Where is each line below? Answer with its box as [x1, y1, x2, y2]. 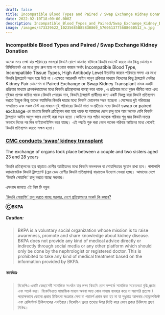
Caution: [5, 215, 24, 221]
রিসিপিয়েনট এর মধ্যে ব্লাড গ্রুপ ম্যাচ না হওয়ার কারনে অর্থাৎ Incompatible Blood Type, [5, 64, 137, 70]
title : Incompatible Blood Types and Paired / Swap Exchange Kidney [5, 12, 148, 17]
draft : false [5, 7, 32, 12]
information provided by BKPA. [17, 258, 80, 265]
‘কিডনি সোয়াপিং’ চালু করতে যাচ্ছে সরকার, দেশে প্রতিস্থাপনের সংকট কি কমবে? [5, 194, 112, 200]
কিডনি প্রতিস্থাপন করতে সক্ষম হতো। [5, 125, 55, 131]
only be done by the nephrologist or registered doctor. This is [17, 248, 141, 254]
